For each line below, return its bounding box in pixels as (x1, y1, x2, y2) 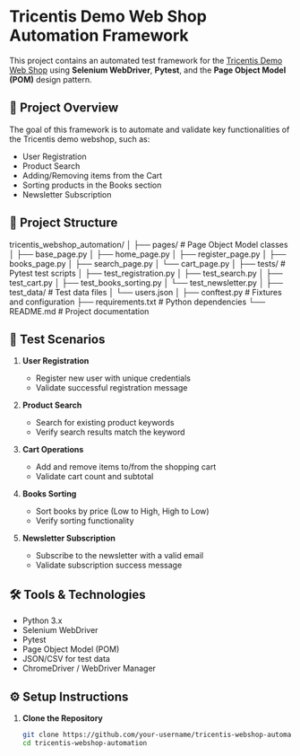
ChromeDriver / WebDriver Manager (21, 663, 157, 674)
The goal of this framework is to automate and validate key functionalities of (9, 124, 290, 135)
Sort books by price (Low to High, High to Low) (35, 505, 210, 517)
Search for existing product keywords (35, 418, 175, 428)
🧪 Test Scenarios (9, 331, 106, 347)
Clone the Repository (21, 713, 103, 724)
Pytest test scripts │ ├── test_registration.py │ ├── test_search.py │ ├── (9, 268, 284, 278)
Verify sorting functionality (35, 515, 134, 526)
